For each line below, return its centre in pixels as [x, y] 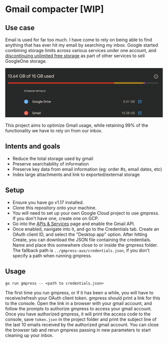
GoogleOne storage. [26, 61]
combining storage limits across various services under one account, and [81, 50]
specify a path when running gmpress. [52, 255]
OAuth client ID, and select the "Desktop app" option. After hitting [80, 234]
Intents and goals [33, 146]
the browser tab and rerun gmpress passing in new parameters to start [78, 330]
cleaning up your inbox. [29, 335]
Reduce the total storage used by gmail [53, 158]
